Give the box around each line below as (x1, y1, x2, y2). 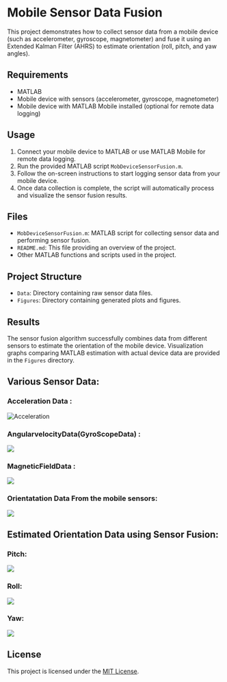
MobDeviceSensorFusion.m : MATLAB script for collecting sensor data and (16, 229, 219, 237)
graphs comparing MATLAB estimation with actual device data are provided (7, 349, 220, 357)
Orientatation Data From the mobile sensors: (7, 494, 158, 503)
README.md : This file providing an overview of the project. (16, 243, 176, 252)
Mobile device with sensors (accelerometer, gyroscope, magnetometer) (16, 95, 219, 103)
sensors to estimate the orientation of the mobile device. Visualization (7, 341, 204, 350)
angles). (7, 49, 30, 58)
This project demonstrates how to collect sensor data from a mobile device (7, 27, 219, 36)
